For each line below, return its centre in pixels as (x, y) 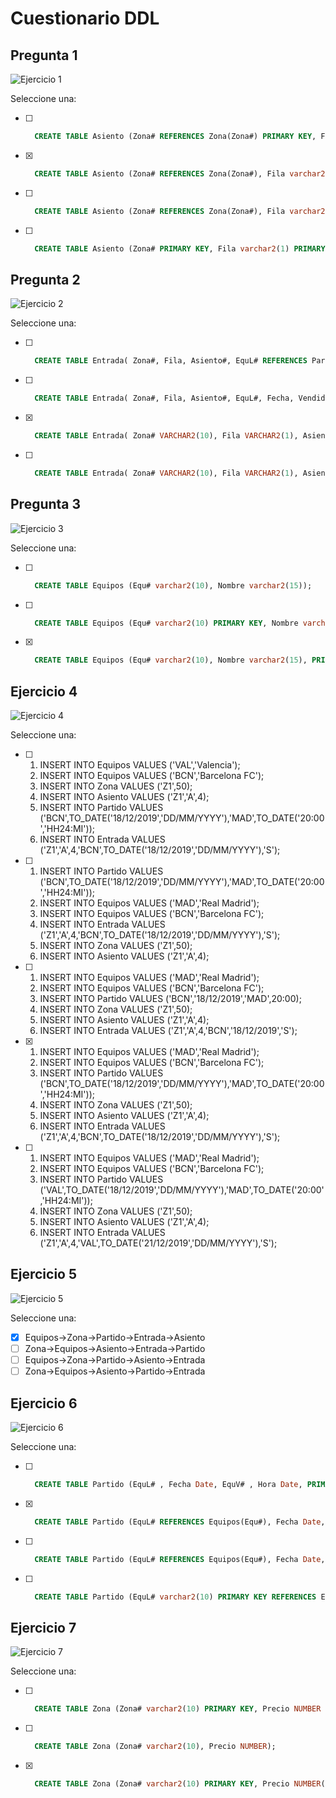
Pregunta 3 (46, 504)
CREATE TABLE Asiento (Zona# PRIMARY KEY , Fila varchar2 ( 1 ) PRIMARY (180, 248)
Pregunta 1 (44, 55)
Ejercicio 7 (43, 1627)
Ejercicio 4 (44, 691)
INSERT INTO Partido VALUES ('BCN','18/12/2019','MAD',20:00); (170, 999)
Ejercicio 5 (44, 1274)
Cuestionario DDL (85, 18)
